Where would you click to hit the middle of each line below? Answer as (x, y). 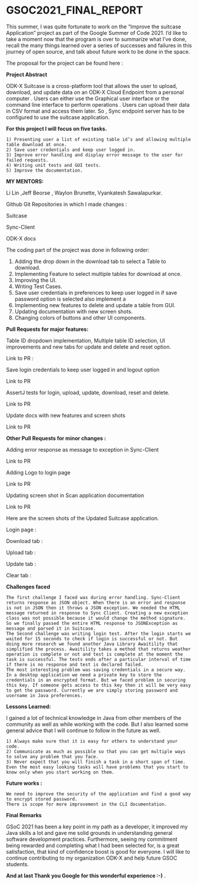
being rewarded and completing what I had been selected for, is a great (93, 845)
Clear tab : (19, 575)
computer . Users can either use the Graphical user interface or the (88, 98)
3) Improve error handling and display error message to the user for (95, 155)
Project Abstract (27, 74)
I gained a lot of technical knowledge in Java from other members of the (94, 718)
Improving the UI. (36, 280)
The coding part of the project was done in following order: (78, 250)
